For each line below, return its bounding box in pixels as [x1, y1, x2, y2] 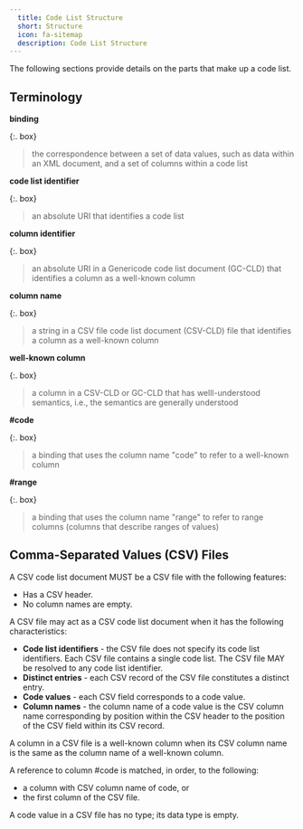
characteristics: [9, 626, 68, 636]
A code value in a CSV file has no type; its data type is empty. [9, 809, 240, 820]
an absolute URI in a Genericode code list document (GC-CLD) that [31, 263, 282, 274]
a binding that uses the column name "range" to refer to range [31, 512, 264, 523]
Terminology [9, 89, 83, 105]
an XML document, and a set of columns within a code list [31, 158, 249, 169]
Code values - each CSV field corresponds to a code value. [22, 691, 246, 702]
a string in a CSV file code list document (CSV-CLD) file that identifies [31, 325, 292, 336]
